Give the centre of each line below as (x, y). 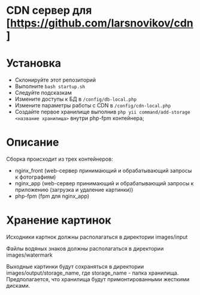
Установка (34, 63)
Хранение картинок (59, 220)
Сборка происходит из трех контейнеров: (60, 159)
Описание (33, 142)
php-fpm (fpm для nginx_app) (52, 196)
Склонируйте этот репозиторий (55, 80)
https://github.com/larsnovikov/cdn (101, 23)
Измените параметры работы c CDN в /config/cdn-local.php (93, 106)
